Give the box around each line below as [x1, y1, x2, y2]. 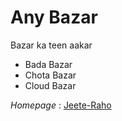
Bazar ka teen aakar [10, 39, 93, 51]
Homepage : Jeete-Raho [10, 99, 112, 111]
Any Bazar [10, 6, 98, 29]
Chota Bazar [24, 69, 77, 81]
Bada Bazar [24, 58, 73, 70]
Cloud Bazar [24, 79, 77, 91]
